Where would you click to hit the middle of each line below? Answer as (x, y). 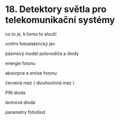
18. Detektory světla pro (56, 9)
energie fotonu (21, 63)
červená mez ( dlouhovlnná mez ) (40, 83)
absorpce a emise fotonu (31, 73)
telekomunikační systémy (60, 20)
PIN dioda (15, 92)
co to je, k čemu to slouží (31, 34)
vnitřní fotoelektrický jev (30, 43)
